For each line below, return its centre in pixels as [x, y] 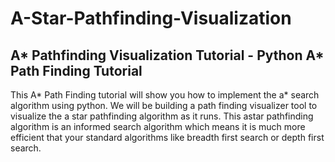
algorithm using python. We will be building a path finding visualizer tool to [164, 105]
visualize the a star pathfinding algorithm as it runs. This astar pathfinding [162, 116]
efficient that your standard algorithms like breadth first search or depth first [167, 137]
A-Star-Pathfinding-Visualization [151, 18]
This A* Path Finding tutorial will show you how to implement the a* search [165, 95]
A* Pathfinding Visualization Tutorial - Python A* [167, 55]
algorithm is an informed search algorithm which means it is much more [158, 126]
